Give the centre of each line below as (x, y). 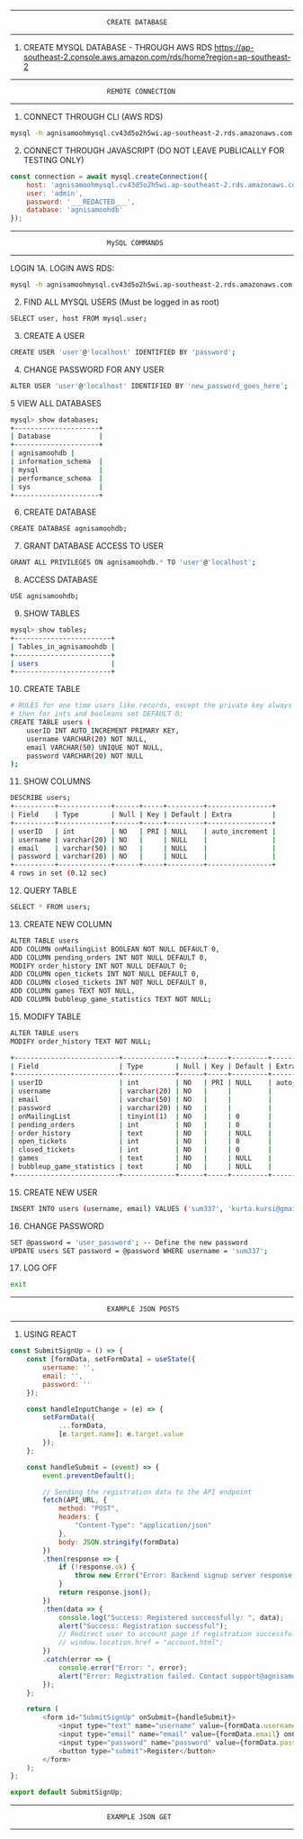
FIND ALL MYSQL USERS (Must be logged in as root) (121, 302)
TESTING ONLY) (53, 159)
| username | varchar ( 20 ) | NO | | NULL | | (143, 840)
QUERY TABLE (50, 890)
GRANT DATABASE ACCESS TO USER (94, 546)
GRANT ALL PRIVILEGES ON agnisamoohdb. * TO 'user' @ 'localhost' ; (133, 563)
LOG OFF (40, 1268)
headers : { (79, 1517)
